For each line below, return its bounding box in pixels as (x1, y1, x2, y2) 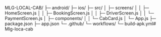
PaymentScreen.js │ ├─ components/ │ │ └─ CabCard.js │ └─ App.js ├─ (5, 15, 156, 21)
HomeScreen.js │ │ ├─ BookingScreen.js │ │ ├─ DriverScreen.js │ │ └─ (5, 10, 154, 16)
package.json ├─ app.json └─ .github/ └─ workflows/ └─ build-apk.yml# (5, 20, 156, 26)
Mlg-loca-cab (5, 26, 33, 32)
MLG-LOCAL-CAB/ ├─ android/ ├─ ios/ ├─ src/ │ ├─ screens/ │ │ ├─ (5, 5, 149, 10)
